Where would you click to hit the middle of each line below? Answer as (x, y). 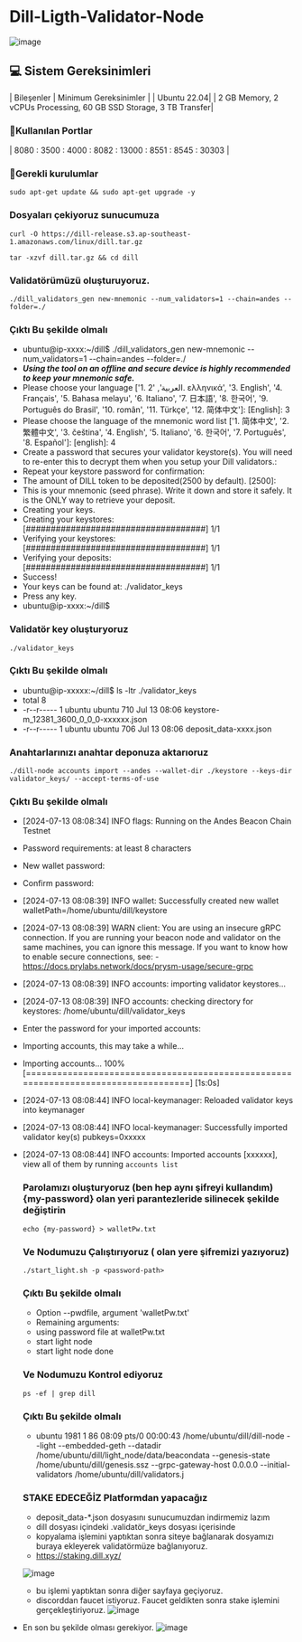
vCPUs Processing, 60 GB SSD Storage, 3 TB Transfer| (111, 107)
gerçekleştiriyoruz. (71, 1610)
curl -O (24, 234)
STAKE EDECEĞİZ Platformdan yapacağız (115, 1497)
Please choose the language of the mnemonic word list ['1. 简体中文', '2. (156, 421)
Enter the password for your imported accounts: (111, 1029)
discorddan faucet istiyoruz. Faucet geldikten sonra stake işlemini (157, 1600)
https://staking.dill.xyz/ (78, 1556)
